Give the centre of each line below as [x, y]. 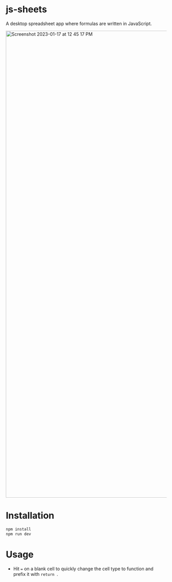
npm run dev [18, 534]
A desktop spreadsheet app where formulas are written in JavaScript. [79, 24]
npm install [18, 529]
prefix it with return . [35, 574]
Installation [30, 516]
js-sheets [27, 9]
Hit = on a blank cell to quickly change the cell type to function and [83, 569]
